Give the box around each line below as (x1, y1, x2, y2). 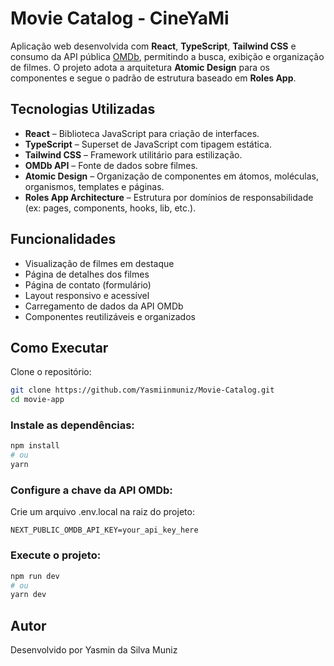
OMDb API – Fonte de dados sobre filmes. (24, 159, 198, 171)
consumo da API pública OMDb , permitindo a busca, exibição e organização (10, 50, 325, 62)
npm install (10, 441, 60, 451)
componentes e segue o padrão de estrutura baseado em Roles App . (10, 72, 297, 84)
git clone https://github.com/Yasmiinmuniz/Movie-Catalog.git (10, 385, 275, 396)
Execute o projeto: (10, 548, 102, 562)
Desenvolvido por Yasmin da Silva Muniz (10, 644, 178, 656)
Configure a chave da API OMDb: (10, 483, 173, 497)
